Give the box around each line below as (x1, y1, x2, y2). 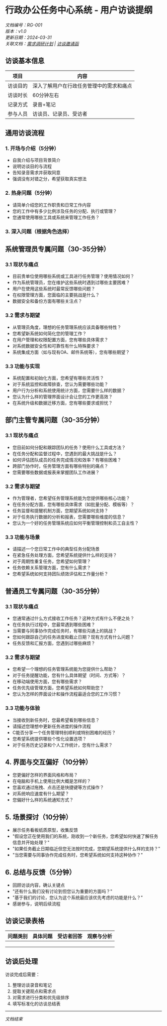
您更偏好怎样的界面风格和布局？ (12, 772, 78, 778)
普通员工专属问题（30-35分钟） (5, 587, 104, 595)
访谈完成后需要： (5, 971, 40, 977)
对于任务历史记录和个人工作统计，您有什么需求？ (12, 742, 113, 748)
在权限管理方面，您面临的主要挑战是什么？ (12, 292, 100, 298)
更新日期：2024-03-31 (5, 34, 52, 40)
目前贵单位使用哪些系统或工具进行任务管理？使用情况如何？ (12, 273, 135, 279)
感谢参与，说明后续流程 (12, 900, 61, 906)
